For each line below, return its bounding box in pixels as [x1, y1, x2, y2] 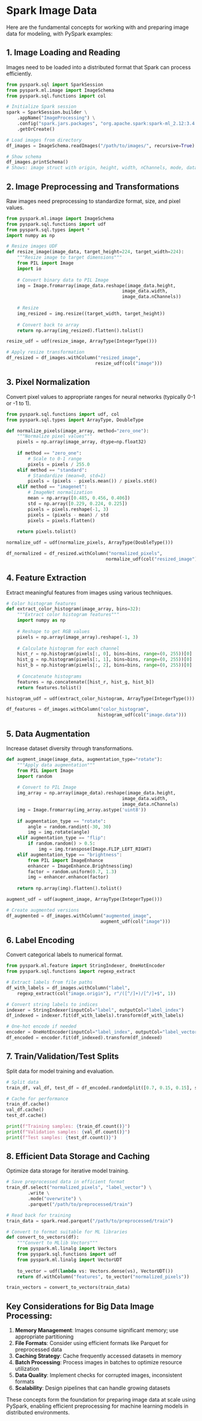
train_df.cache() [6, 1101, 50, 1107]
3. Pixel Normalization [6, 377, 90, 387]
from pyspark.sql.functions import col [6, 93, 106, 99]
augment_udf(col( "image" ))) [100, 918, 171, 924]
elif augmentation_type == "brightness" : [17, 851, 122, 857]
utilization [14, 1365, 40, 1373]
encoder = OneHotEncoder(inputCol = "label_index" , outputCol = [6, 1029, 163, 1035]
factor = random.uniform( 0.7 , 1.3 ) [28, 868, 117, 875]
